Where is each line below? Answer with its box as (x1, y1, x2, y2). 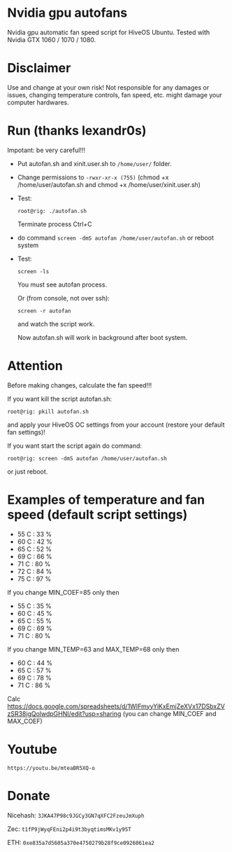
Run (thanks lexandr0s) (7, 123, 147, 139)
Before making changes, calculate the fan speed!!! (7, 380, 152, 390)
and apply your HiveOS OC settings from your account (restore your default (7, 420, 225, 429)
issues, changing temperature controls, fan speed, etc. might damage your (7, 90, 222, 99)
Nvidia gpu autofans (7, 5, 128, 21)
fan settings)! (7, 427, 45, 436)
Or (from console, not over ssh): (17, 294, 110, 302)
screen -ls (17, 268, 50, 275)
